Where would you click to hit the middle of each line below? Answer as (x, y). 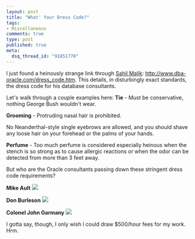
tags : (13, 23)
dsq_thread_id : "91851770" (45, 56)
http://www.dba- (166, 73)
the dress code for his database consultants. (61, 86)
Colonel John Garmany (35, 212)
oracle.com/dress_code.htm (41, 79)
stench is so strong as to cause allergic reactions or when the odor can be (97, 151)
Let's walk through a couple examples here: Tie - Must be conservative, (95, 97)
